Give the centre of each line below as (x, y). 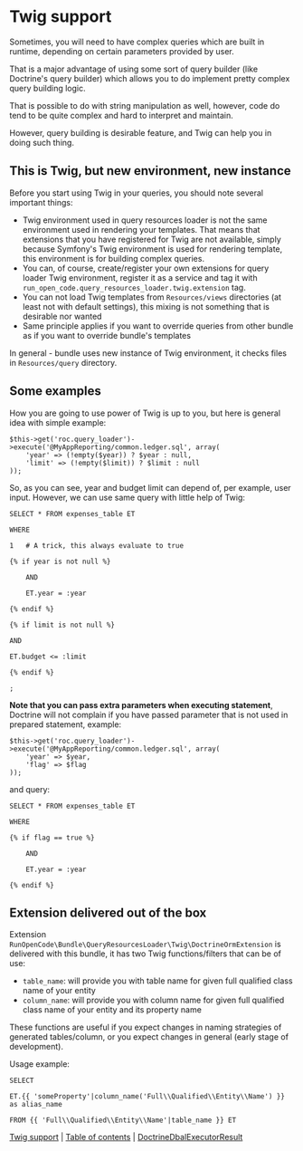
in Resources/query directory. (63, 362)
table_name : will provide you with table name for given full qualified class (157, 981)
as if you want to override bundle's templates (107, 335)
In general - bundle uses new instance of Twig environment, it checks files (148, 353)
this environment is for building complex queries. (114, 258)
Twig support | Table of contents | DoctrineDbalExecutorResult (126, 1137)
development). (36, 1047)
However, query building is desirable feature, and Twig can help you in (141, 132)
